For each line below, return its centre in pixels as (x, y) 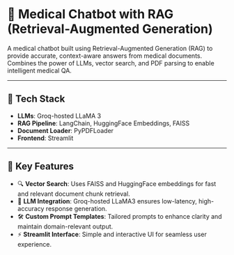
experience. (34, 244)
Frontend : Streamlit (45, 138)
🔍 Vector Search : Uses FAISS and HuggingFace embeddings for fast (117, 183)
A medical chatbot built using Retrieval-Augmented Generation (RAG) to (110, 48)
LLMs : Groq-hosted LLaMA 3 (59, 116)
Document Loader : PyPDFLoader (65, 130)
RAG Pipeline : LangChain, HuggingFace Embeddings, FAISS (103, 123)
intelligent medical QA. (39, 70)
